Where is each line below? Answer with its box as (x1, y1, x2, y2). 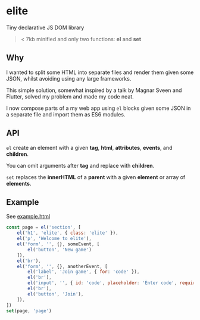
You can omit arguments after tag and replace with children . (6, 162, 155, 169)
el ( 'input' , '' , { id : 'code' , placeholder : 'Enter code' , (27, 280, 177, 286)
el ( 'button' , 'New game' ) (27, 247, 92, 253)
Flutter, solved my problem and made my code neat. (6, 93, 134, 100)
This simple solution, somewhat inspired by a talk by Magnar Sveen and (6, 87, 182, 94)
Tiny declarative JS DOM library (6, 24, 85, 31)
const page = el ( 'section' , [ (6, 224, 82, 230)
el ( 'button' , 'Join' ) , (27, 291, 84, 297)
